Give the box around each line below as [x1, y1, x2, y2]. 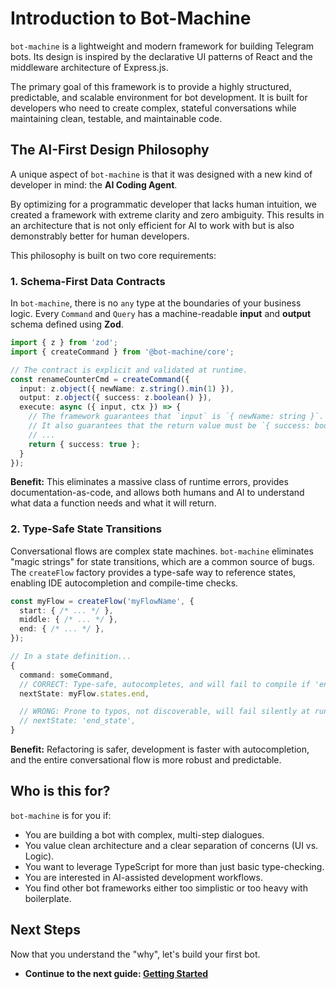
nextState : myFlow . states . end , [19, 688, 150, 699]
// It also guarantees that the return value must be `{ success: [28, 421, 311, 431]
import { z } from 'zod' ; [10, 338, 118, 348]
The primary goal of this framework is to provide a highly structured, [10, 80, 292, 92]
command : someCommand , [19, 670, 114, 680]
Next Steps [10, 922, 81, 939]
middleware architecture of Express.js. [10, 61, 169, 73]
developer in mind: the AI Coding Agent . [10, 178, 178, 191]
